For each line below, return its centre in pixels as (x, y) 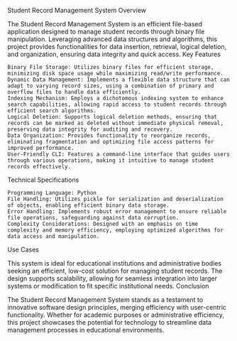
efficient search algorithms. (52, 111)
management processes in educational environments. (86, 330)
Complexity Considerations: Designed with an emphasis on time (103, 224)
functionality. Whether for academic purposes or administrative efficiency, (116, 315)
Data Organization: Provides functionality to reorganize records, (109, 136)
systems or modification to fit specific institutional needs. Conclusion (108, 286)
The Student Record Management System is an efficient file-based (105, 24)
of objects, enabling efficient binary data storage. (89, 205)
